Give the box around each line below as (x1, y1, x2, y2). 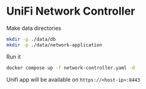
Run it (6, 53, 21, 60)
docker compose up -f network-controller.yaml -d (6, 65, 136, 71)
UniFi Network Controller (6, 4, 136, 18)
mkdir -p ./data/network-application (6, 41, 103, 48)
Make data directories (6, 24, 62, 32)
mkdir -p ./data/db (6, 36, 56, 42)
